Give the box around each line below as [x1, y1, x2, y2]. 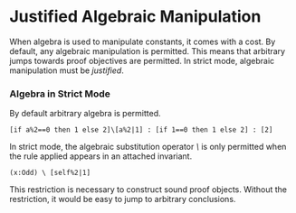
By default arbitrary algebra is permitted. [9, 108, 161, 119]
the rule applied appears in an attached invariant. [9, 151, 193, 162]
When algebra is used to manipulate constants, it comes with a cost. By [9, 36, 276, 47]
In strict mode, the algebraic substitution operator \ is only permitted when [9, 142, 287, 153]
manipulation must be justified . [9, 65, 124, 76]
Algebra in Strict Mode [9, 88, 111, 100]
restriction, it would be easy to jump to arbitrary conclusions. [9, 194, 236, 205]
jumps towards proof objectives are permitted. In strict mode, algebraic [9, 55, 275, 66]
